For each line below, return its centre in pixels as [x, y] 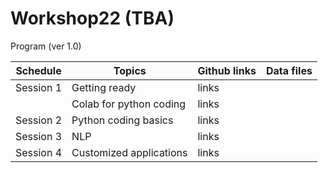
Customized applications [129, 152]
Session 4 [39, 152]
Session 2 [39, 120]
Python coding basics [122, 120]
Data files [289, 70]
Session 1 [39, 87]
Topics [130, 70]
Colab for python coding [129, 104]
